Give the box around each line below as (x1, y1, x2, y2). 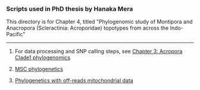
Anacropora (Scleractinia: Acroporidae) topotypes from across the (6, 24, 169, 31)
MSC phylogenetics (14, 66, 64, 73)
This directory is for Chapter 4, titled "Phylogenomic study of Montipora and (6, 18, 193, 25)
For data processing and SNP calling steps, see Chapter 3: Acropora (14, 48, 183, 55)
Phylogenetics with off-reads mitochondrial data (14, 77, 133, 84)
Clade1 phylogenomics (14, 54, 70, 61)
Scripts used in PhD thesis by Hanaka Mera (6, 5, 133, 13)
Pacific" (6, 31, 26, 38)
